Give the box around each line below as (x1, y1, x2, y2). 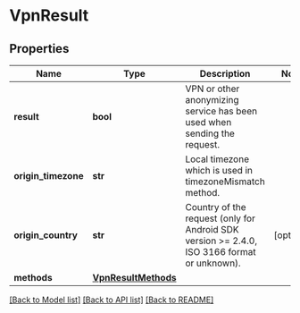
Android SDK (185, 224, 239, 235)
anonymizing (185, 94, 239, 106)
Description (199, 68, 251, 80)
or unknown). (185, 257, 241, 269)
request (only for (185, 212, 256, 224)
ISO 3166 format (185, 246, 256, 258)
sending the (185, 127, 235, 140)
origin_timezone (13, 170, 84, 182)
